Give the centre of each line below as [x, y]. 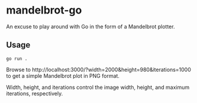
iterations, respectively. [35, 93]
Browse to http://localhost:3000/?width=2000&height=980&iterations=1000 [98, 69]
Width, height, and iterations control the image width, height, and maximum [98, 87]
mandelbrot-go [44, 10]
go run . [17, 59]
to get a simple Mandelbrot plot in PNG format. [63, 76]
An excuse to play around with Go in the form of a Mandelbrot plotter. [91, 26]
